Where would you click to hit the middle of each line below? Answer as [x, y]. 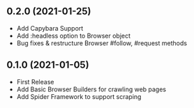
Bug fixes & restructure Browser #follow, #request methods [102, 43]
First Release [35, 82]
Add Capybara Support [50, 28]
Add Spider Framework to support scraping [79, 96]
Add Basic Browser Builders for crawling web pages [91, 89]
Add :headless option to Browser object [73, 36]
